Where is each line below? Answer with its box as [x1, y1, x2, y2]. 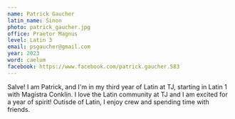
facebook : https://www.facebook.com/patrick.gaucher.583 [7, 63, 180, 70]
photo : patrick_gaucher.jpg [7, 23, 91, 30]
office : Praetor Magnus [7, 30, 78, 38]
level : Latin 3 [7, 37, 53, 44]
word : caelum [7, 57, 46, 64]
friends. [7, 105, 31, 113]
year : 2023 [7, 50, 40, 57]
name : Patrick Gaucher [7, 10, 75, 18]
